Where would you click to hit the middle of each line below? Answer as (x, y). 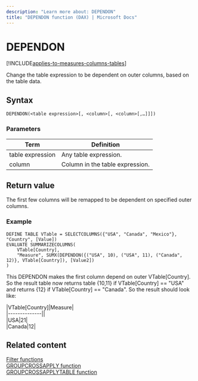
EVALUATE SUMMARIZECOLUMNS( (41, 245)
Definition (106, 144)
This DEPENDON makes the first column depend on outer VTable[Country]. (98, 276)
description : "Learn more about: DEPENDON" (61, 12)
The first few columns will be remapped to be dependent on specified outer (99, 200)
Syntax (20, 100)
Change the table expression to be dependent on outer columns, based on (98, 75)
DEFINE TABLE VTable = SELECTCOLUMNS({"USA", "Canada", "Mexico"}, (92, 234)
